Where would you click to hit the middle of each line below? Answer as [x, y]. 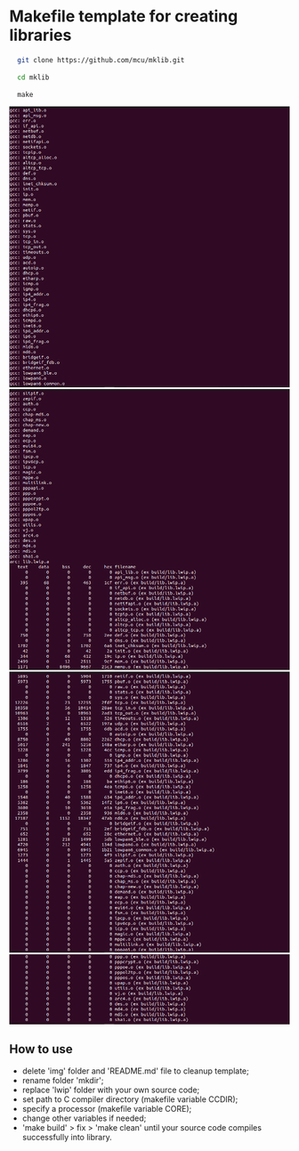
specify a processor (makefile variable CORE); [107, 1108]
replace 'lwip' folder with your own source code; [111, 1090]
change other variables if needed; [84, 1118]
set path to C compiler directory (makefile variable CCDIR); [130, 1099]
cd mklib [33, 77]
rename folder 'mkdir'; [63, 1080]
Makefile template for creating [124, 16]
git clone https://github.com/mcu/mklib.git [101, 60]
